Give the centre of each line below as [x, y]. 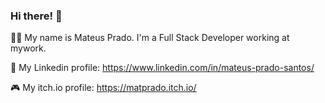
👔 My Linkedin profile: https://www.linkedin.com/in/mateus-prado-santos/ [162, 68]
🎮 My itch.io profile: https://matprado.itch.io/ [103, 88]
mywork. [28, 48]
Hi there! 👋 [36, 16]
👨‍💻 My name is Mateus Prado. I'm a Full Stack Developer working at [150, 38]
